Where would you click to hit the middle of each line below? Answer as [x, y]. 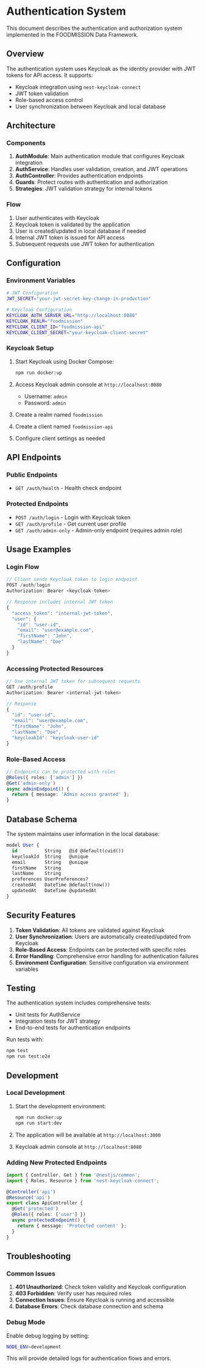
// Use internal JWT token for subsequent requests [73, 682]
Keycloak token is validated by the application [73, 224]
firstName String [37, 868]
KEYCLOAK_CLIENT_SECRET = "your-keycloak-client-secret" [77, 332]
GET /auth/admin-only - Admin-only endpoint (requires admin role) [99, 530]
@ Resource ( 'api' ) [28, 1198]
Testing [21, 988]
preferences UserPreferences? [50, 879]
